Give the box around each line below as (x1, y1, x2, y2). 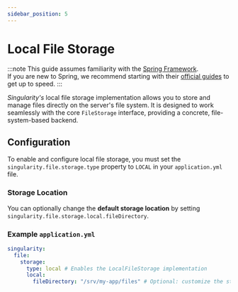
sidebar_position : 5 (7, 10, 69, 18)
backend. (50, 116, 79, 124)
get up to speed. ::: (7, 79, 62, 88)
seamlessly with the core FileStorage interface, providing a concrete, (7, 108, 210, 117)
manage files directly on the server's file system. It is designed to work (7, 101, 214, 109)
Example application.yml (7, 229, 96, 239)
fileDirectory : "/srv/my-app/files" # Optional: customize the (33, 278, 223, 286)
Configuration (7, 136, 71, 148)
